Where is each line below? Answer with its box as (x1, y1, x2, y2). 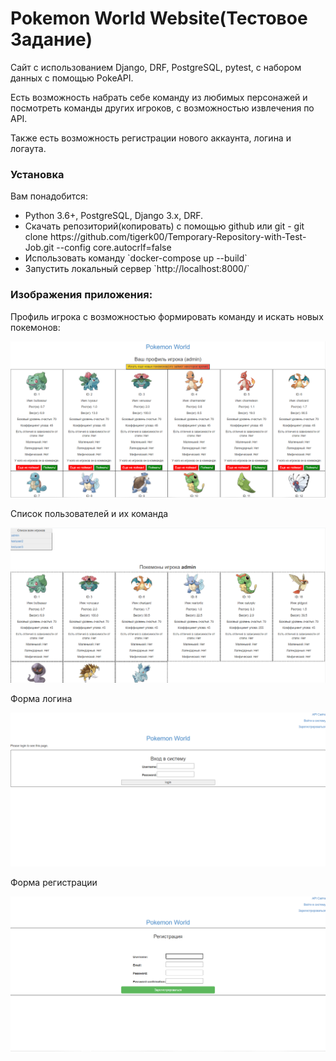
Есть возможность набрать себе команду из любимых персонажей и (10, 91, 308, 103)
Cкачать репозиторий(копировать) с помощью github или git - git (24, 220, 305, 232)
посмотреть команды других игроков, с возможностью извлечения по (10, 102, 315, 114)
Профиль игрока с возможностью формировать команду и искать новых (10, 310, 324, 322)
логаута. (10, 142, 47, 154)
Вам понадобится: (10, 190, 88, 202)
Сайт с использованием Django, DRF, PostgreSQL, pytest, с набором (10, 61, 302, 73)
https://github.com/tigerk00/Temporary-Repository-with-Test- (49, 231, 307, 243)
